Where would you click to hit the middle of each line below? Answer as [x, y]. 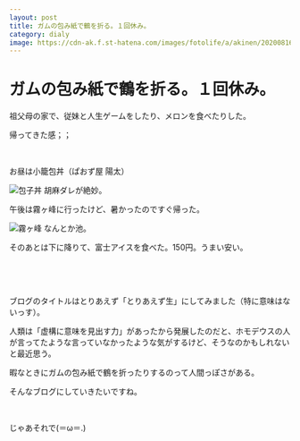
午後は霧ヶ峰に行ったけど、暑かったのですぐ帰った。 [107, 209]
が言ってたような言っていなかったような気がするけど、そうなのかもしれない [150, 343]
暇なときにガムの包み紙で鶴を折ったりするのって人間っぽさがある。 [134, 373]
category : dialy [39, 34]
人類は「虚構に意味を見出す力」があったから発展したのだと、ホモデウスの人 [150, 331]
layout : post [33, 17]
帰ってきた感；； [40, 135]
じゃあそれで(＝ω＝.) [48, 428]
